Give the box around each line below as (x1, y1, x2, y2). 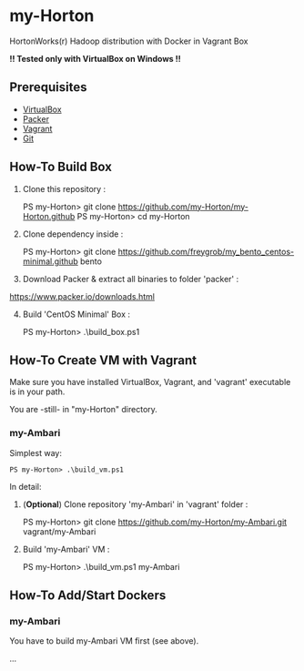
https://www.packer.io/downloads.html (9, 290, 155, 301)
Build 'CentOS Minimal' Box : (22, 309, 130, 320)
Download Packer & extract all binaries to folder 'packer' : (22, 273, 239, 284)
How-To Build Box (9, 159, 112, 175)
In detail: (9, 481, 43, 492)
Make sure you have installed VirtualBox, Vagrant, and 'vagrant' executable (9, 377, 291, 388)
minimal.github (22, 256, 79, 267)
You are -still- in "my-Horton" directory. (9, 404, 157, 415)
